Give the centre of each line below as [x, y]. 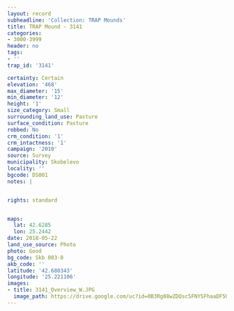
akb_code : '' [26, 264]
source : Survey [29, 156]
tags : [15, 53]
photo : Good [24, 251]
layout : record [29, 14]
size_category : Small [39, 111]
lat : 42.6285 [32, 225]
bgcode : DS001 [28, 175]
